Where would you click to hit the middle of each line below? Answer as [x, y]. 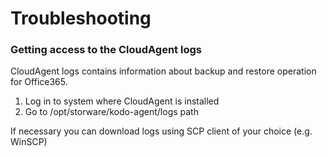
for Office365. [39, 82]
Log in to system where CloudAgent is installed [122, 101]
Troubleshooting [81, 18]
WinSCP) [29, 142]
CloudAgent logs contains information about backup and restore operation [163, 71]
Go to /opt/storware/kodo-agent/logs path [111, 112]
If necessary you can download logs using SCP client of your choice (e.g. [161, 131]
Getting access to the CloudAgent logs [106, 50]
